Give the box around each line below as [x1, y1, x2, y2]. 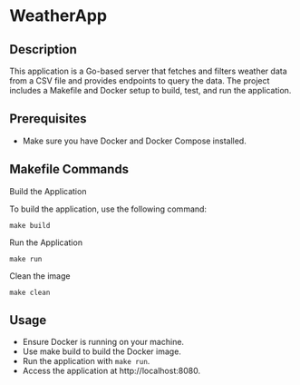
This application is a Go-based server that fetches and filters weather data [9, 65, 287, 76]
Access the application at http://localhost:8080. [22, 365, 201, 377]
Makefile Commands [9, 162, 130, 177]
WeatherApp [9, 5, 107, 26]
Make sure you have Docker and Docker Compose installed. [22, 135, 247, 146]
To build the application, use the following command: [9, 203, 207, 214]
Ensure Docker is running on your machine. [22, 337, 184, 348]
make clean [9, 288, 51, 297]
